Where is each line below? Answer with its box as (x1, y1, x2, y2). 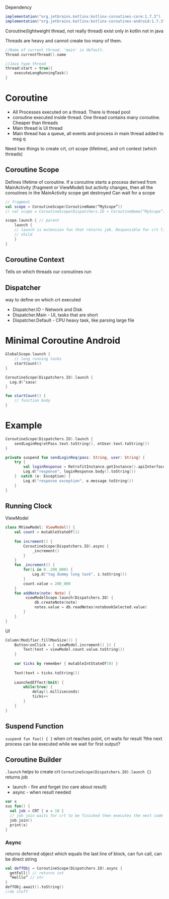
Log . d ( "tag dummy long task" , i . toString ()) (32, 572, 127, 577)
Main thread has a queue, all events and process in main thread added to (12, 130, 164, 136)
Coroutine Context (5, 255, 64, 264)
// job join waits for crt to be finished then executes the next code (10, 813, 163, 818)
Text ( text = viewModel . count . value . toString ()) (23, 647, 125, 652)
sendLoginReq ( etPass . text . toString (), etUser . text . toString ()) (14, 441, 150, 446)
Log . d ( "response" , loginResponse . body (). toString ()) (23, 469, 136, 474)
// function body (14, 398, 51, 403)
